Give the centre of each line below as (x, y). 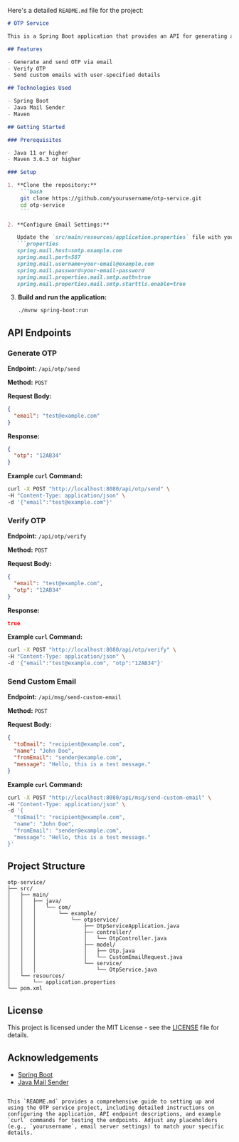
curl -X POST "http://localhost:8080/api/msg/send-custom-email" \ (110, 798)
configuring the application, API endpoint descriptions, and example (114, 1114)
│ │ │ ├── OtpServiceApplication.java (94, 926)
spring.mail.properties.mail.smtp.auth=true (84, 277)
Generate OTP (32, 353)
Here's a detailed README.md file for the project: (75, 10)
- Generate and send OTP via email (60, 62)
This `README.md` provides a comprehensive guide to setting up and (111, 1102)
